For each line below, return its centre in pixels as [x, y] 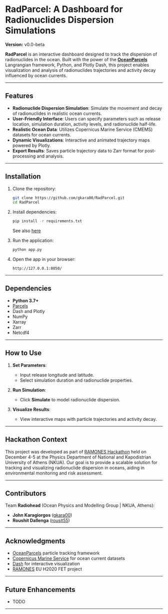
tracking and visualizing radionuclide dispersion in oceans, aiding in [75, 468]
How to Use [23, 353]
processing [24, 156]
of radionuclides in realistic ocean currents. [57, 113]
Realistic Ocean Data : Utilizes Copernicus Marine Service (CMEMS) [82, 129]
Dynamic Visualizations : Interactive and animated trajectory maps [81, 140]
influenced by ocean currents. [36, 75]
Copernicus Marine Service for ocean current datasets [68, 558]
